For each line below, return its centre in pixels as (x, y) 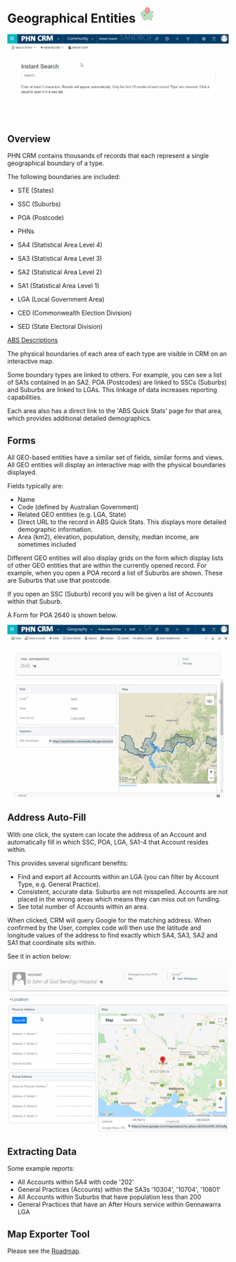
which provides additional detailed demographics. (80, 418)
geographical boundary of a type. (56, 163)
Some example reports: (41, 1169)
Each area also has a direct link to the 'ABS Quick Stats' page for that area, (115, 411)
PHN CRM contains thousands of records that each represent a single (108, 156)
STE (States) (35, 190)
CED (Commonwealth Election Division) (74, 313)
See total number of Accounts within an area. (83, 906)
